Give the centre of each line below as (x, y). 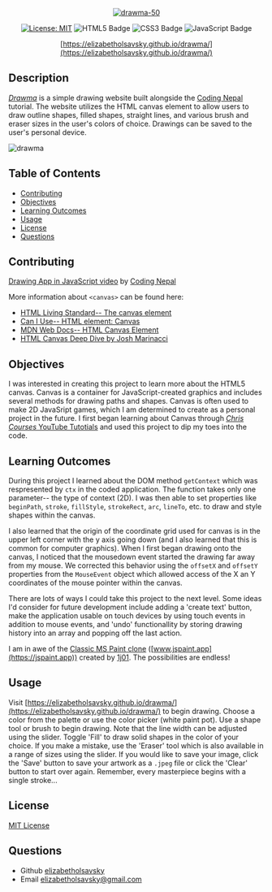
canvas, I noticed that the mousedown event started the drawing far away (132, 557)
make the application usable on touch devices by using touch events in (127, 616)
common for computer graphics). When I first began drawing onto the (125, 548)
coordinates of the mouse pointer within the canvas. (95, 583)
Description (39, 78)
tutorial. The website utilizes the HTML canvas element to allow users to (129, 106)
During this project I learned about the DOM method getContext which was (133, 481)
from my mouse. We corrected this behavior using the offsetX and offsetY (133, 565)
